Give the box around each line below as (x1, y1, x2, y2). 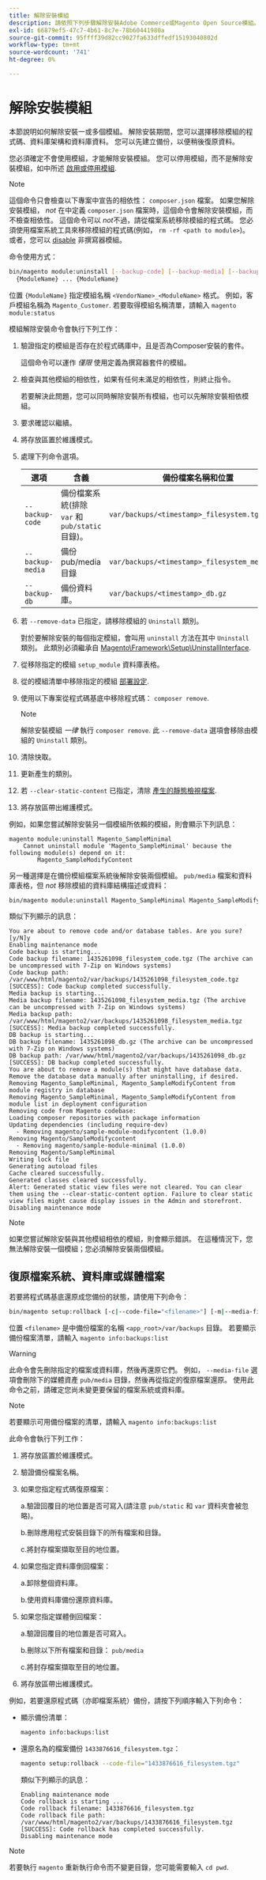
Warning (9, 1349, 36, 1359)
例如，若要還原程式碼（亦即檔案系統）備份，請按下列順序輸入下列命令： (9, 1696, 244, 1705)
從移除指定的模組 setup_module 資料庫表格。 (20, 660, 164, 669)
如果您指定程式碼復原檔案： (20, 1485, 111, 1494)
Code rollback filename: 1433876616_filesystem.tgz (20, 1804, 194, 1812)
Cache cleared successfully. (9, 1170, 105, 1178)
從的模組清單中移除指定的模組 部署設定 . (20, 676, 149, 686)
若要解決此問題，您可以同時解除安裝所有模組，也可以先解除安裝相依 (20, 391, 242, 400)
